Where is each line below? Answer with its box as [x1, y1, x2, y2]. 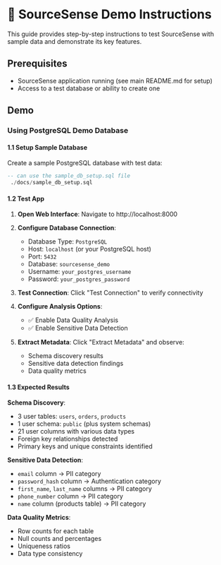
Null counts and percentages [17, 535, 102, 543]
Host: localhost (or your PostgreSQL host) [27, 245, 151, 254]
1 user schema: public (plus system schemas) [17, 420, 151, 428]
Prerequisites [7, 58, 68, 70]
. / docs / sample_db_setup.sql [10, 179, 93, 186]
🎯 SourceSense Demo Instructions [7, 6, 213, 23]
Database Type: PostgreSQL [27, 237, 108, 246]
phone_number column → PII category [17, 492, 123, 501]
